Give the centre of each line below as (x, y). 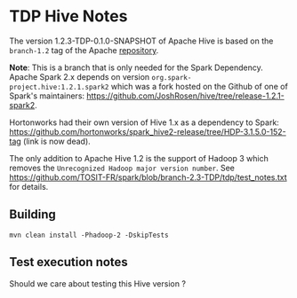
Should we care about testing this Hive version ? (98, 283)
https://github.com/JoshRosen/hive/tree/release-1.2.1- (185, 96)
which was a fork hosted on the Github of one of (200, 86)
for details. (29, 186)
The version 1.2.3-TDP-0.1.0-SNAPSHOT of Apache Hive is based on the (141, 41)
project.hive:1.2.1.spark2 (59, 87)
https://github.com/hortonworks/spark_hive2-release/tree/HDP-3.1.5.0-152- (148, 131)
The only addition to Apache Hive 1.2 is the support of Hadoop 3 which (139, 158)
